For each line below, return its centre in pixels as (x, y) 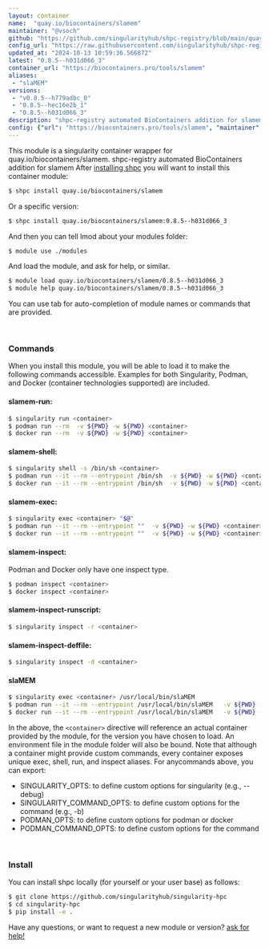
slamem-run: (31, 401)
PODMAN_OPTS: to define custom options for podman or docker (126, 820)
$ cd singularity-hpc (44, 905)
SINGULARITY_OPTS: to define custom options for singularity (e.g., (130, 785)
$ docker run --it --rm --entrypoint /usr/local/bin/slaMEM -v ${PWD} (132, 712)
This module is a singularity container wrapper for (90, 150)
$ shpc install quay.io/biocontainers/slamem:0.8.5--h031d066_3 (118, 221)
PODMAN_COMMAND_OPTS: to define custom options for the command (139, 828)
